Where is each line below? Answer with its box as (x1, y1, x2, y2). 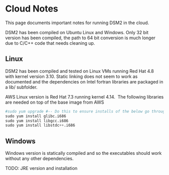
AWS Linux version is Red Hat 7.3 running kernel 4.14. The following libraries (5, 94, 164, 100)
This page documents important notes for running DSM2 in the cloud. (5, 20, 149, 26)
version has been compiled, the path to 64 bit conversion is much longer (5, 35, 156, 41)
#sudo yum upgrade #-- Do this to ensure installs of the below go (5, 109, 150, 114)
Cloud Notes (5, 3, 59, 15)
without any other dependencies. (5, 155, 74, 161)
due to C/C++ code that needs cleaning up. (5, 40, 96, 46)
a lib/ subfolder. (5, 84, 38, 90)
